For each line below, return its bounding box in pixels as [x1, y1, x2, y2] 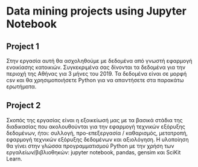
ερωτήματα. [6, 83, 37, 90]
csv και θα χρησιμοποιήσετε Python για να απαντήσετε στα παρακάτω [6, 77, 184, 83]
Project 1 [6, 41, 39, 51]
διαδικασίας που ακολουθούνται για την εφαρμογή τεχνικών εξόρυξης [6, 123, 186, 130]
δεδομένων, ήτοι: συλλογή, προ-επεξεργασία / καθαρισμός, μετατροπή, [6, 129, 188, 137]
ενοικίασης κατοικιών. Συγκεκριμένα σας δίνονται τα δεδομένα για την [6, 64, 186, 71]
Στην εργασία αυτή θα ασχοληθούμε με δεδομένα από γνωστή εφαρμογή [6, 57, 193, 64]
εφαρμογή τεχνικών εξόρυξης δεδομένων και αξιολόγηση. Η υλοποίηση [6, 136, 189, 143]
